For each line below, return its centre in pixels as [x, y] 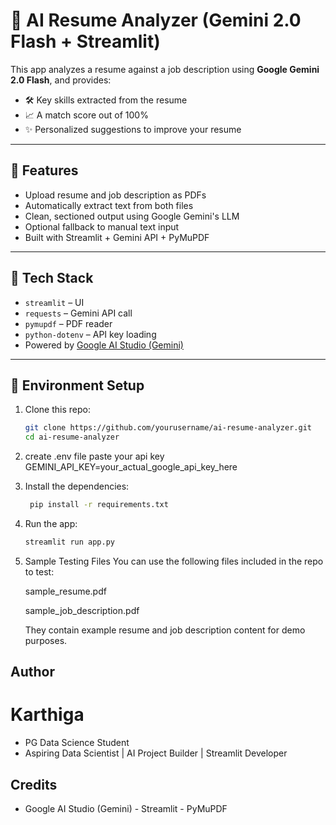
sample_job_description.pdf [82, 610]
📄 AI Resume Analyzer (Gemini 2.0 [156, 20]
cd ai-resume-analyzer [72, 437]
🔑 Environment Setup [77, 385]
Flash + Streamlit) [85, 41]
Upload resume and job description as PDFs [115, 195]
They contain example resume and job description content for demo [165, 630]
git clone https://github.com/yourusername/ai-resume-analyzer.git [168, 428]
